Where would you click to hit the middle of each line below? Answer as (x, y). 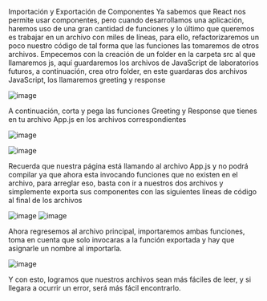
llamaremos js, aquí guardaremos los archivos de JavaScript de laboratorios (133, 63)
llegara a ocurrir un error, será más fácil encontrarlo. (95, 288)
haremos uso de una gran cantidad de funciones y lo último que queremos (131, 28)
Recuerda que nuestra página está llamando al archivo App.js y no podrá (128, 166)
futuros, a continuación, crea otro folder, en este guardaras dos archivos (128, 71)
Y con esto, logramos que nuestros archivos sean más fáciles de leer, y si (129, 279)
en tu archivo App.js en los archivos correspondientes (97, 119)
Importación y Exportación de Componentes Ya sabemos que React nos (127, 12)
